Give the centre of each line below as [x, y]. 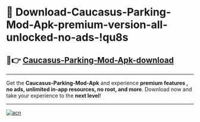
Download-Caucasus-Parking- [93, 12]
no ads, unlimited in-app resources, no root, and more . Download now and [99, 89]
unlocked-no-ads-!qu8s [67, 37]
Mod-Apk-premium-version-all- [87, 25]
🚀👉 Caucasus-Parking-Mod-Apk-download [90, 60]
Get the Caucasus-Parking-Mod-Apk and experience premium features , [97, 83]
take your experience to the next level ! [54, 96]
